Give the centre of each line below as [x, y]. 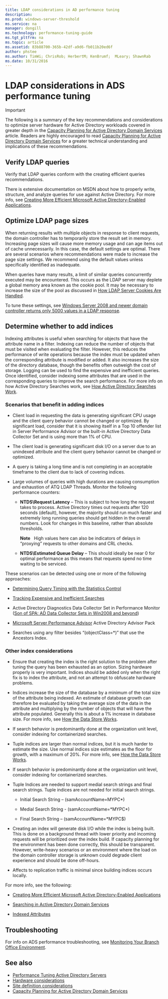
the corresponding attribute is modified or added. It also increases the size [82, 359]
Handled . [14, 295]
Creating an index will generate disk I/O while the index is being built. [83, 828]
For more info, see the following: [38, 885]
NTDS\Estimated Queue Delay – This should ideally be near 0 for [87, 553]
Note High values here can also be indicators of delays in [80, 538]
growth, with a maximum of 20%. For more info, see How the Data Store [86, 754]
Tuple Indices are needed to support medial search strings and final [82, 784]
